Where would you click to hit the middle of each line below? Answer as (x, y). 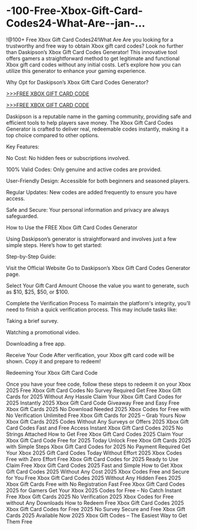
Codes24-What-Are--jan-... (76, 23)
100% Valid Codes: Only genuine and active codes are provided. (84, 169)
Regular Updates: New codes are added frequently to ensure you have (92, 192)
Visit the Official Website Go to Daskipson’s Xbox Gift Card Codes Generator (98, 268)
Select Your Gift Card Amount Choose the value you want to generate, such (98, 285)
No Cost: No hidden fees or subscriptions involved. (68, 158)
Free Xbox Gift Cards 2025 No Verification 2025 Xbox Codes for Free (90, 496)
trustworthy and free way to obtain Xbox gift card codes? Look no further (95, 46)
